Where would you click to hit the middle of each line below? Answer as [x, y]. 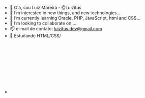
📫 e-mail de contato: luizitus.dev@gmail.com [56, 29]
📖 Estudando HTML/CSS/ [35, 36]
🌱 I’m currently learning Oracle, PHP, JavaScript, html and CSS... [75, 18]
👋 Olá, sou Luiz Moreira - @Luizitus [45, 8]
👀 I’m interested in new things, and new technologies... [65, 13]
